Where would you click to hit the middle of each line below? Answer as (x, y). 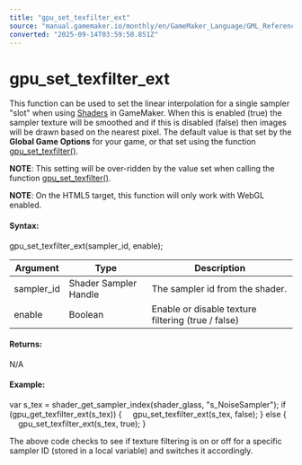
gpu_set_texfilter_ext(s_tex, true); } (82, 424)
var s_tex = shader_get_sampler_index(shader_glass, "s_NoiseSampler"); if (147, 404)
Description (220, 268)
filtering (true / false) (195, 320)
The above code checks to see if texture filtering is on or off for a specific (146, 441)
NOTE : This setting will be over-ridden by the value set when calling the (142, 169)
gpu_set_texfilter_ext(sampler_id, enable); (86, 246)
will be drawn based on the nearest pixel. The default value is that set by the (151, 132)
